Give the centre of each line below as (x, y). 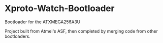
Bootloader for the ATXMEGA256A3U (43, 22)
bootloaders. (17, 36)
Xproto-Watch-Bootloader (60, 8)
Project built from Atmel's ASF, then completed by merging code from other (81, 31)
